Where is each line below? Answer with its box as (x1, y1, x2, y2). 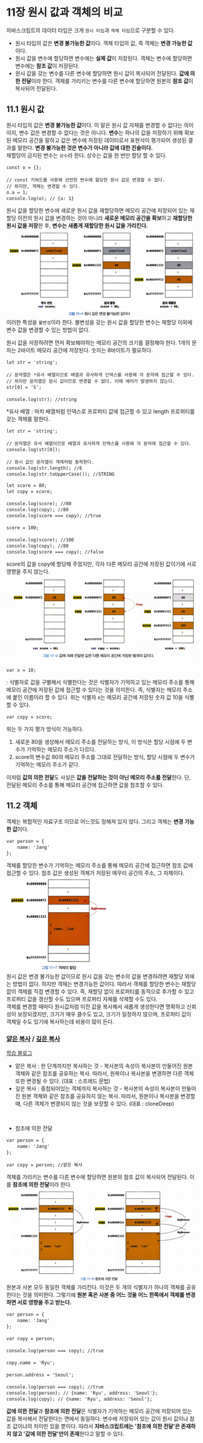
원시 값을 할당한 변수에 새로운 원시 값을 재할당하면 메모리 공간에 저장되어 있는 (6, 207, 188, 214)
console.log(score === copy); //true (6, 512, 101, 518)
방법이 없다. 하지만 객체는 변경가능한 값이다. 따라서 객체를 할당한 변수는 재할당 (12, 980, 196, 987)
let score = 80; (6, 482, 47, 488)
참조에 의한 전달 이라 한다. (12, 1181, 72, 1188)
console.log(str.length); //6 (6, 465, 83, 471)
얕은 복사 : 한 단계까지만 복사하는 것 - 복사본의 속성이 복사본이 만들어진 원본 (14, 1062, 193, 1070)
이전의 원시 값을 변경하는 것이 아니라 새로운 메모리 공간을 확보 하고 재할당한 (17, 214, 193, 221)
